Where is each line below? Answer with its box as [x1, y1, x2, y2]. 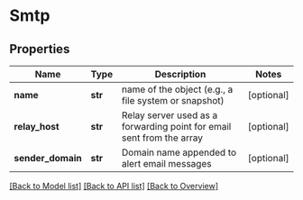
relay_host [14, 121, 60, 132]
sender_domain [14, 152, 83, 164]
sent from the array [121, 132, 203, 144]
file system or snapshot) [121, 95, 225, 106]
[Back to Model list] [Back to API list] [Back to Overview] [9, 181, 219, 191]
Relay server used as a [121, 109, 218, 122]
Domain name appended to [121, 146, 237, 159]
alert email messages [121, 158, 212, 169]
